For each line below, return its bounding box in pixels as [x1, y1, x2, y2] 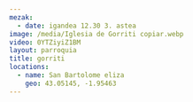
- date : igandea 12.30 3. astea [17, 21, 137, 30]
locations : [9, 63, 50, 72]
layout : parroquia [9, 46, 77, 55]
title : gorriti [9, 54, 66, 63]
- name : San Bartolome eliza [17, 71, 125, 80]
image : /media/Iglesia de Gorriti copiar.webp [9, 29, 184, 38]
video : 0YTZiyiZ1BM [9, 37, 81, 47]
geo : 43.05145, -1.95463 [25, 79, 117, 88]
